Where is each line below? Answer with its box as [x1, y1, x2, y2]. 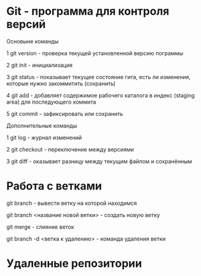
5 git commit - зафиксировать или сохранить [6, 110, 124, 117]
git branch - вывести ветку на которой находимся [6, 199, 137, 207]
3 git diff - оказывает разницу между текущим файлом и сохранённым [6, 158, 192, 165]
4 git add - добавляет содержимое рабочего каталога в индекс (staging [6, 91, 195, 99]
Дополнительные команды [6, 121, 77, 129]
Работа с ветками [6, 179, 103, 193]
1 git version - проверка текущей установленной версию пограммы [6, 49, 183, 56]
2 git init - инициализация [6, 61, 73, 69]
